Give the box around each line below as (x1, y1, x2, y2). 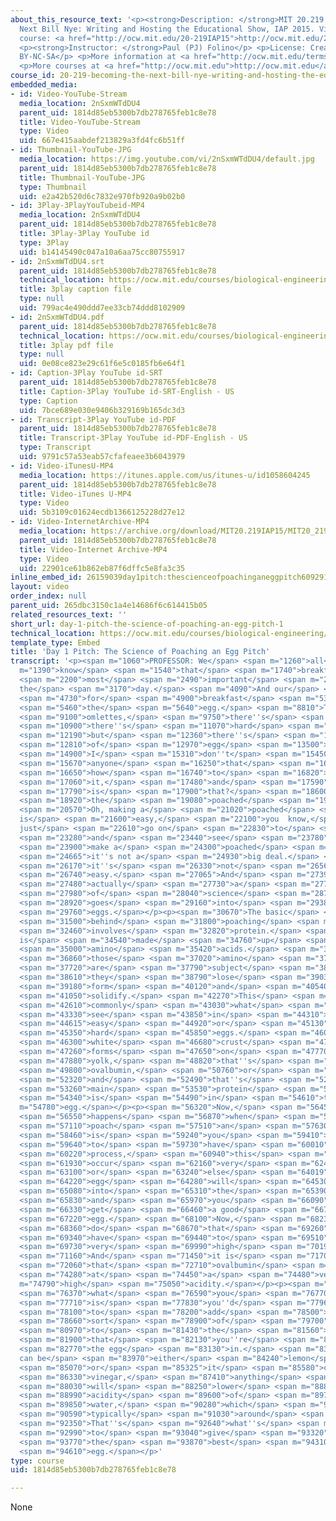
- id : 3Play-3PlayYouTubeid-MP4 (10, 201, 145, 211)
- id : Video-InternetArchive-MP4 (10, 517, 150, 527)
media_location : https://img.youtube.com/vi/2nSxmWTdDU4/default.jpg (19, 154, 315, 164)
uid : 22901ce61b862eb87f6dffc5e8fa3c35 (19, 563, 186, 573)
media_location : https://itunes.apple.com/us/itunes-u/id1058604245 (19, 470, 311, 480)
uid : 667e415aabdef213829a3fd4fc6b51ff (19, 136, 186, 146)
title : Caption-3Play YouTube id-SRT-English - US (19, 386, 235, 396)
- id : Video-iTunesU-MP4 (10, 461, 114, 471)
